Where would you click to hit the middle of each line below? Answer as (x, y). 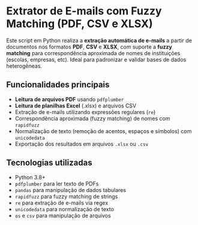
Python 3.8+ (30, 177)
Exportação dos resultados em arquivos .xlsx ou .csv (82, 144)
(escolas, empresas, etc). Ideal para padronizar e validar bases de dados (96, 59)
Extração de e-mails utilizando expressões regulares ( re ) (85, 112)
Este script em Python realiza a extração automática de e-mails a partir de (99, 40)
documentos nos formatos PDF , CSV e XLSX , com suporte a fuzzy (89, 47)
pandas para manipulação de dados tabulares (70, 190)
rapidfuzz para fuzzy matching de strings (66, 196)
